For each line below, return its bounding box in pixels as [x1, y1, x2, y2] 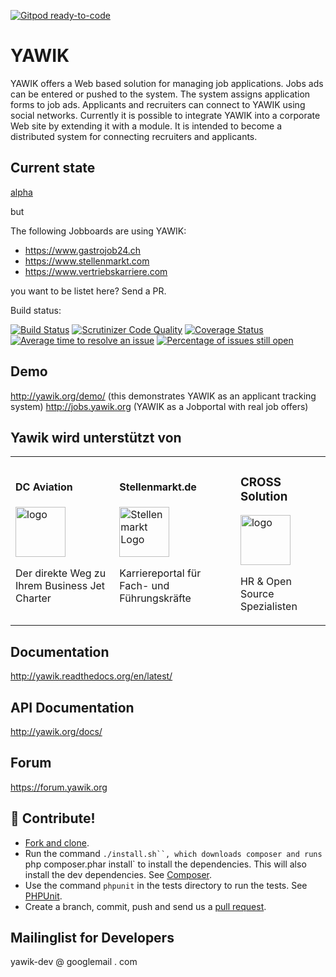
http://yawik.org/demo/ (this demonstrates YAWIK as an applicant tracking [10, 390, 317, 402]
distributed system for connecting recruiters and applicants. [10, 130, 258, 142]
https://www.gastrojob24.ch [24, 244, 142, 256]
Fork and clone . [24, 836, 90, 849]
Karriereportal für [119, 566, 202, 580]
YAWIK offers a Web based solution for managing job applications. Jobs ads [10, 77, 324, 89]
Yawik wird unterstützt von [10, 429, 182, 446]
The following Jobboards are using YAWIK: [10, 225, 187, 237]
